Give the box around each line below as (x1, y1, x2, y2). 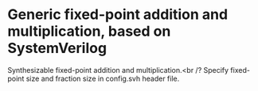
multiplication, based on (7, 22, 171, 40)
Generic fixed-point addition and (7, 6, 229, 24)
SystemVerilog (7, 40, 107, 57)
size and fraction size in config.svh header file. (25, 74, 180, 83)
